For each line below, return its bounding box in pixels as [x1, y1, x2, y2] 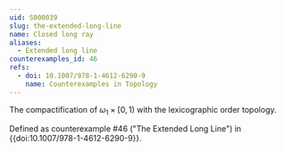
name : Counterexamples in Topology [25, 80, 158, 89]
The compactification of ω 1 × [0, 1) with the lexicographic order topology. [9, 104, 277, 117]
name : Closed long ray [9, 30, 94, 38]
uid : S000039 [9, 13, 58, 22]
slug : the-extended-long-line [9, 21, 122, 30]
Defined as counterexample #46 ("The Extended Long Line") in [9, 123, 242, 134]
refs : [9, 63, 29, 72]
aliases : [9, 38, 42, 47]
